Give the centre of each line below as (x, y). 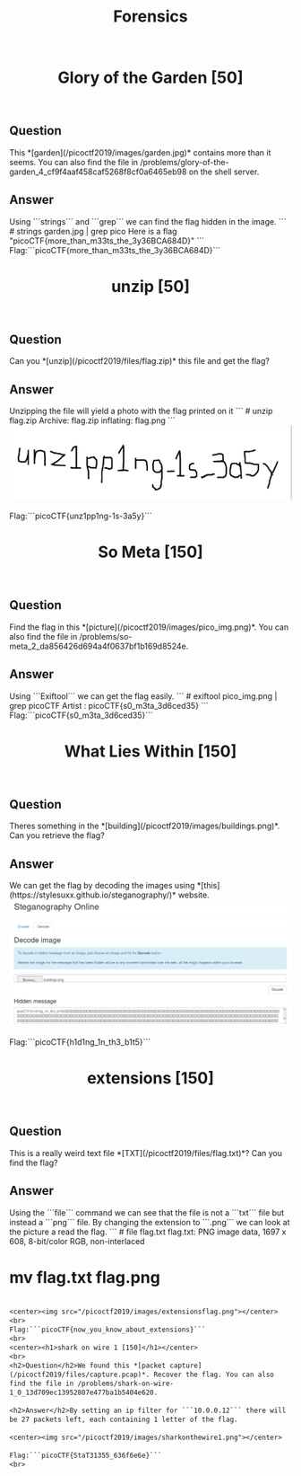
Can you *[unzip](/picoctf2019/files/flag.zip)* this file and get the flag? (140, 361)
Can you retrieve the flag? (57, 835)
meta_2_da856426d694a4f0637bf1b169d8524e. (99, 646)
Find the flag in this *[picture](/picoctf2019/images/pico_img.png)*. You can (149, 627)
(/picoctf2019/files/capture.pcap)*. (80, 1374)
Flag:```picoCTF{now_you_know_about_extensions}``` (107, 1330)
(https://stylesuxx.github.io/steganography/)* (93, 895)
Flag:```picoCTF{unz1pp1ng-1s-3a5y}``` (81, 516)
